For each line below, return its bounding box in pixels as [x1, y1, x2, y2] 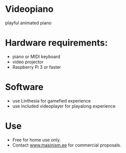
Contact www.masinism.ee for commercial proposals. [12, 142, 122, 148]
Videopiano [5, 3, 54, 15]
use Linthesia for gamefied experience [12, 98, 91, 103]
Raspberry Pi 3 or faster [12, 64, 61, 70]
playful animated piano [5, 20, 52, 26]
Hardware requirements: [5, 37, 108, 49]
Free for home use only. [12, 137, 61, 143]
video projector [12, 58, 43, 65]
